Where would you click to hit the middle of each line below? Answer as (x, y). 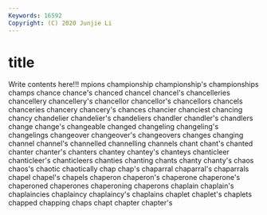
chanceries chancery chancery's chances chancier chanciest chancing (126, 110)
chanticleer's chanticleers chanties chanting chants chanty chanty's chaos (131, 161)
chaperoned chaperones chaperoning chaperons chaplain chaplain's (121, 186)
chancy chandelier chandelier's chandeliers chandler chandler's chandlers (131, 118)
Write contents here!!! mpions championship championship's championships (133, 84)
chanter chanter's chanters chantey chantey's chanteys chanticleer (119, 152)
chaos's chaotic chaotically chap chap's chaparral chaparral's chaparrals (129, 169)
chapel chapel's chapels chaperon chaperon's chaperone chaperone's (124, 178)
